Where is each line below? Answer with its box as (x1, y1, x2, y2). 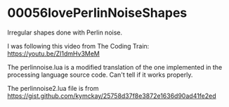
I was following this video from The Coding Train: (7, 42, 150, 50)
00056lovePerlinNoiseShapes (7, 5, 188, 21)
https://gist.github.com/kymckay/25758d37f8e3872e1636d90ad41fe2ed (7, 92, 216, 100)
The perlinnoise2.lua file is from (7, 84, 99, 92)
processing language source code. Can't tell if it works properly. (7, 70, 193, 79)
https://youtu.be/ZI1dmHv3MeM (7, 49, 100, 58)
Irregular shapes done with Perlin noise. (7, 28, 123, 37)
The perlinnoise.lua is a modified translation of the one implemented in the (7, 63, 223, 71)
